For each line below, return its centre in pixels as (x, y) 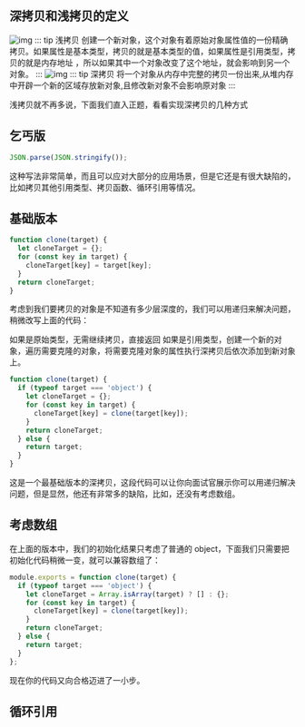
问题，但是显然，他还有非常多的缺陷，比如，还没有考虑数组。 (125, 494)
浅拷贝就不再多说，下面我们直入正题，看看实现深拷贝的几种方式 (128, 104)
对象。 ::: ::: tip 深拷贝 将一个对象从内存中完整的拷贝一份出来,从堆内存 (152, 74)
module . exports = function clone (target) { (93, 577)
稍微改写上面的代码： (49, 320)
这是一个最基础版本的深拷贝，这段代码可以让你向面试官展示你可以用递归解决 (152, 483)
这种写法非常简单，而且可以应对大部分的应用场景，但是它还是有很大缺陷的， (152, 176)
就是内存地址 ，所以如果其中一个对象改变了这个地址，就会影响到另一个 (157, 63)
